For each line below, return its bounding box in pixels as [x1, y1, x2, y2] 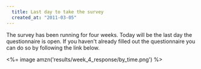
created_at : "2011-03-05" [11, 15, 77, 21]
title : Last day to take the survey [11, 8, 104, 15]
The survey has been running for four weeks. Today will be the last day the [6, 31, 193, 38]
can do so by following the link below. [6, 44, 100, 51]
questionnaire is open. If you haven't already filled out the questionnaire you [6, 38, 196, 45]
